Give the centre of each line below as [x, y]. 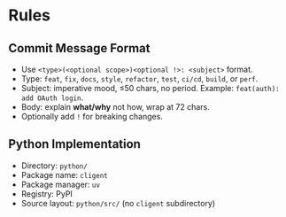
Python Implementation [74, 144]
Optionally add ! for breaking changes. [92, 116]
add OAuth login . [52, 97]
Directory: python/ [54, 166]
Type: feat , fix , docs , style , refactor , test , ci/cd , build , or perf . [139, 79]
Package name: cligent [64, 174]
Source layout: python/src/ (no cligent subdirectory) [118, 203]
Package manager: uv [61, 184]
